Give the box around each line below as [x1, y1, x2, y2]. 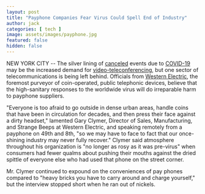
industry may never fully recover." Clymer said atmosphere [26, 136, 174, 143]
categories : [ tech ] [6, 26, 62, 32]
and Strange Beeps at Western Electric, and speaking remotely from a [6, 123, 182, 131]
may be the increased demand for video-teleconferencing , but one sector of [6, 66, 199, 73]
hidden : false [6, 43, 43, 49]
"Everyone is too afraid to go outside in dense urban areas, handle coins [6, 104, 188, 111]
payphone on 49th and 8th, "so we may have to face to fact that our [6, 129, 178, 137]
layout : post [6, 9, 40, 15]
